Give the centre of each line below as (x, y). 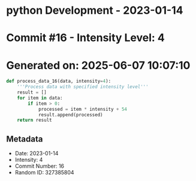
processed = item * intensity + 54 (83, 109)
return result (34, 120)
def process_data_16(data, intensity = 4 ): (59, 82)
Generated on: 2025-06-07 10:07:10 (98, 65)
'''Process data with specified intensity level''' (83, 87)
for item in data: (40, 98)
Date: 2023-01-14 (37, 153)
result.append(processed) (70, 114)
